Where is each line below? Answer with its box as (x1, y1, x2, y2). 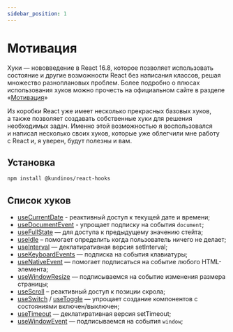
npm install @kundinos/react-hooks (7, 175, 111, 182)
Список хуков (7, 194, 71, 206)
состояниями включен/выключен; (17, 302, 120, 311)
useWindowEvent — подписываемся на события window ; (17, 317, 183, 326)
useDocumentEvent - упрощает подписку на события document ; (17, 221, 204, 229)
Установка (7, 157, 56, 168)
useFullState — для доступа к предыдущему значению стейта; (17, 228, 204, 236)
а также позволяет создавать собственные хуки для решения (7, 114, 193, 122)
